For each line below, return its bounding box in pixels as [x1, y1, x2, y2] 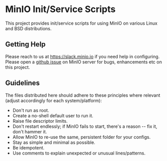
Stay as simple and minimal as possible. [12, 139, 96, 145]
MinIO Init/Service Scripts [5, 4, 116, 15]
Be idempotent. [12, 144, 44, 150]
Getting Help [5, 40, 46, 49]
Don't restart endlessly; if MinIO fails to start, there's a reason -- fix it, [12, 123, 157, 129]
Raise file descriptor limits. [12, 118, 68, 124]
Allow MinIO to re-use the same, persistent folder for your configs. [12, 134, 151, 140]
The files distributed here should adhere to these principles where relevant [5, 92, 160, 98]
